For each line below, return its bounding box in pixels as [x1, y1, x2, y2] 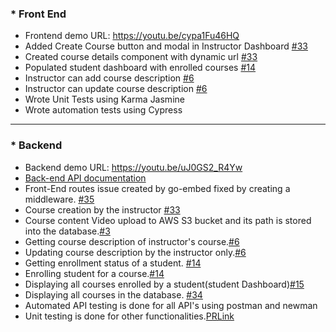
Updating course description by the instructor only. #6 [24, 246, 247, 258]
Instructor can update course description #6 [24, 83, 208, 95]
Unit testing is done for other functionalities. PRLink [24, 310, 235, 322]
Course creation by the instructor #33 [24, 203, 181, 216]
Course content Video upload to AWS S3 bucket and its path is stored [24, 214, 312, 226]
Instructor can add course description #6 [24, 72, 195, 84]
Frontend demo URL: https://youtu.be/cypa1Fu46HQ [24, 30, 240, 42]
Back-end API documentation [24, 172, 147, 184]
